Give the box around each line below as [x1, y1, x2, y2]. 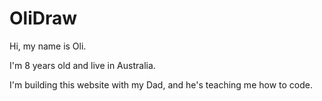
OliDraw [9, 7, 78, 30]
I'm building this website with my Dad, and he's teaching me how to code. [9, 78, 313, 91]
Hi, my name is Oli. [9, 40, 87, 52]
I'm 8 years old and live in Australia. [9, 59, 156, 71]
